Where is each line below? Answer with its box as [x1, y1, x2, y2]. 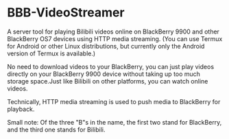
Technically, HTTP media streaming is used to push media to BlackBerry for [7, 97, 221, 105]
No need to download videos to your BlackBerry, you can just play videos [7, 62, 215, 71]
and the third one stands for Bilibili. [7, 125, 106, 134]
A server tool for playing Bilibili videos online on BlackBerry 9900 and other [7, 27, 219, 36]
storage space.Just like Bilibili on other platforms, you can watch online [7, 77, 208, 85]
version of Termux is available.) [7, 49, 96, 58]
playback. [7, 105, 35, 113]
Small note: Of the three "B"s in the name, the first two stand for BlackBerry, [7, 118, 222, 126]
